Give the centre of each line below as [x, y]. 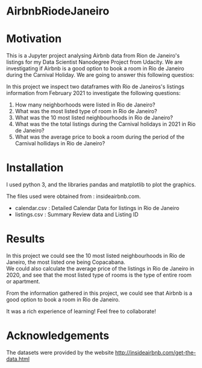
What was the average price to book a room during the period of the [100, 137]
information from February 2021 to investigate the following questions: [93, 93]
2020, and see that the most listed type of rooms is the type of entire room [99, 275]
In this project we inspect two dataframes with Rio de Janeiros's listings [96, 87]
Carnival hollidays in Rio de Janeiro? [60, 143]
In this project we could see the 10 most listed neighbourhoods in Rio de [96, 256]
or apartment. [23, 281]
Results [26, 239]
